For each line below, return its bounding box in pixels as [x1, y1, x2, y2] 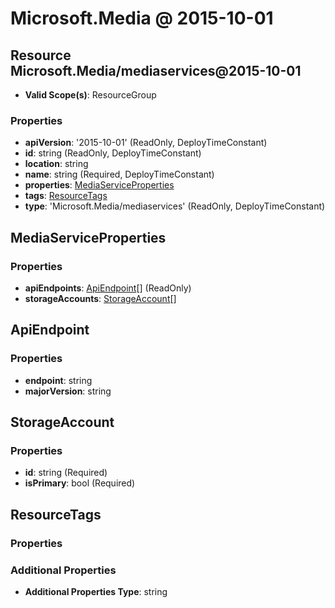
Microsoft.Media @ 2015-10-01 [10, 7, 274, 30]
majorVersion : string [24, 385, 112, 397]
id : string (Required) [24, 467, 108, 479]
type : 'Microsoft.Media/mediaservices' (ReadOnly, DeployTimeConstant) [24, 200, 326, 212]
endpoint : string [24, 374, 93, 386]
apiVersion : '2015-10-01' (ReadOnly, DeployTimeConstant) [24, 137, 268, 149]
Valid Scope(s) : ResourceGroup [24, 89, 157, 101]
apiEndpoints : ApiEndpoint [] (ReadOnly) [24, 282, 192, 294]
